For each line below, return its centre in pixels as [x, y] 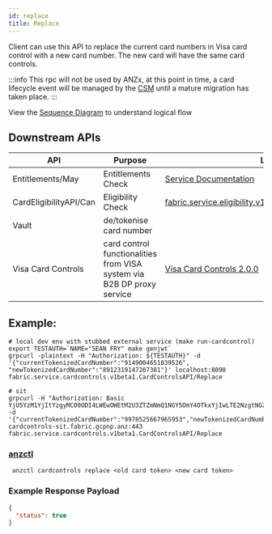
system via [124, 274]
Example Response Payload [64, 491]
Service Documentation [210, 179]
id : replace [28, 16]
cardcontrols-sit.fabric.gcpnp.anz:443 [76, 427]
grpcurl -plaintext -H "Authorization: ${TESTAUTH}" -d [104, 356]
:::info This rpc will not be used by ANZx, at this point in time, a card [121, 79]
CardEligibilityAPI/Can [54, 202]
